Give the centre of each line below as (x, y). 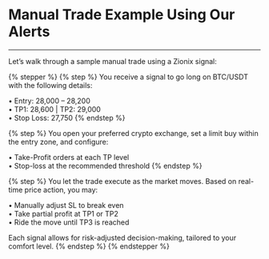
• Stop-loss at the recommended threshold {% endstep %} (105, 165)
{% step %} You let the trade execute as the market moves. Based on (122, 181)
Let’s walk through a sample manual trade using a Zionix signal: (113, 61)
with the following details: (50, 85)
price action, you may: (61, 189)
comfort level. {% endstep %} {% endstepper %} (89, 246)
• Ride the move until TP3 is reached (69, 222)
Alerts (29, 32)
